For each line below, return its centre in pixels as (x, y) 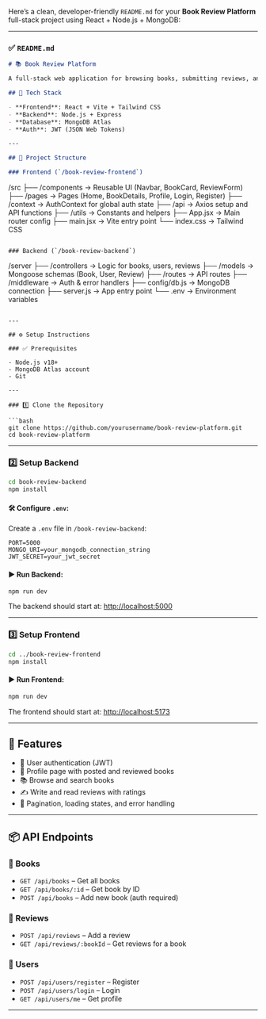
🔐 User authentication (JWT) (66, 763)
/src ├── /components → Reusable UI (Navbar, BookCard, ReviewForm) (125, 188)
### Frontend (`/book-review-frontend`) (76, 172)
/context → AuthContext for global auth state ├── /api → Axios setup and (128, 205)
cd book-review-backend (47, 482)
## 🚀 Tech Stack (35, 93)
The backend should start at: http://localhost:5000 (90, 607)
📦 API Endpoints (51, 837)
